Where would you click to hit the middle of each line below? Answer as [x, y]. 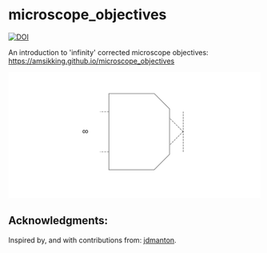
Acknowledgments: [58, 221]
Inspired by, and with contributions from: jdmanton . [93, 240]
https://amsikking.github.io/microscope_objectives [92, 61]
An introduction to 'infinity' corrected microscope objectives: [109, 52]
